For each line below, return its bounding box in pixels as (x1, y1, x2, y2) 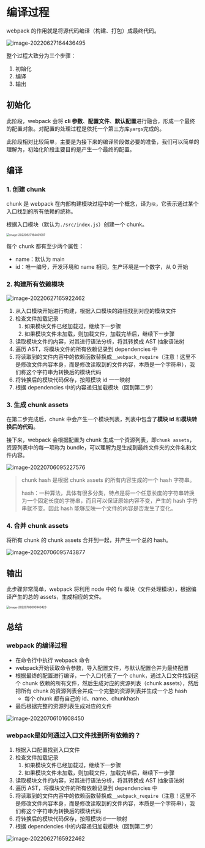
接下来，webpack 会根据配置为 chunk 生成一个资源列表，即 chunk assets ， (6, 436, 195, 444)
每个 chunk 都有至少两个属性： (6, 242, 84, 250)
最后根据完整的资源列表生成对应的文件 (15, 702, 112, 710)
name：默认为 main (15, 255, 65, 263)
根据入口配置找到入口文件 (15, 746, 80, 754)
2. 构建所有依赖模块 (6, 280, 64, 288)
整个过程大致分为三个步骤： (6, 51, 76, 59)
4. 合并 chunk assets (6, 521, 69, 530)
